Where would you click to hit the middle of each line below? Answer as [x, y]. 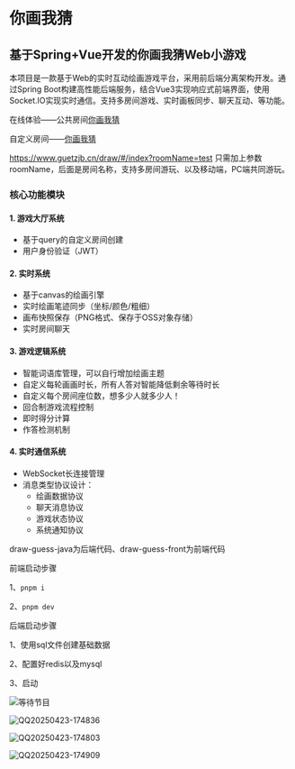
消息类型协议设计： [58, 484]
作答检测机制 [46, 429]
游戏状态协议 [59, 518]
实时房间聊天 [46, 329]
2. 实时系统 [30, 273]
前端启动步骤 [33, 568]
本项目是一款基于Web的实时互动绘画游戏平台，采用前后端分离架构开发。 [144, 78]
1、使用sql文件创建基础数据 [60, 645]
